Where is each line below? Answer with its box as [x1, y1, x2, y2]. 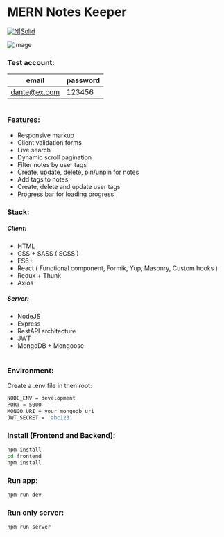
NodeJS [17, 312, 41, 320]
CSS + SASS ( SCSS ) [17, 249, 79, 257]
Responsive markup [17, 131, 75, 139]
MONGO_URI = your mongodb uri [7, 407, 95, 414]
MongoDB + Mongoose [17, 341, 85, 350]
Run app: [7, 475, 38, 485]
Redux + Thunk [17, 271, 61, 279]
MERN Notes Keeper [7, 4, 127, 20]
